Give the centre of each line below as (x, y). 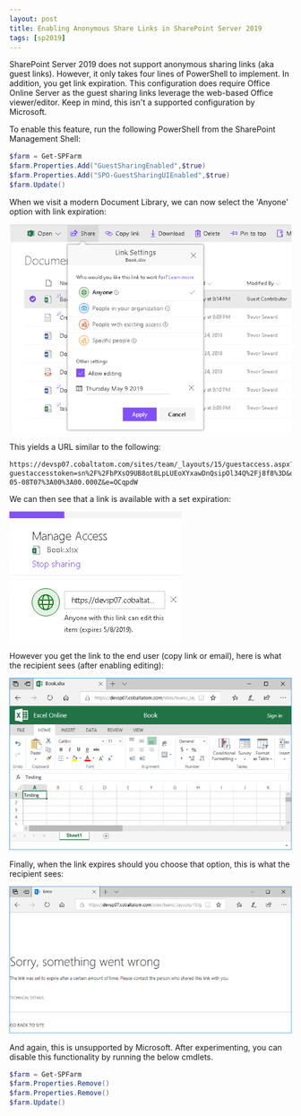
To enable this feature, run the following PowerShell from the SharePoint (142, 129)
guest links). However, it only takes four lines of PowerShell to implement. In (149, 74)
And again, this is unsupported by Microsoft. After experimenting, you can (146, 1047)
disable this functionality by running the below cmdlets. (111, 1057)
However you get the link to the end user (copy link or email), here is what (146, 656)
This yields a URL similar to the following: (85, 447)
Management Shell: (45, 139)
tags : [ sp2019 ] (38, 38)
